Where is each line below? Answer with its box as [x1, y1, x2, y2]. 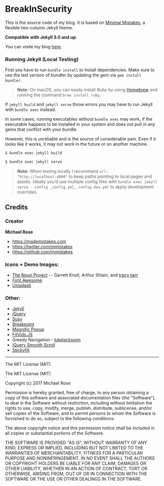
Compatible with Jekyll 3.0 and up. [5, 34, 77, 40]
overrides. [17, 189, 38, 195]
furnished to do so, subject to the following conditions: [5, 416, 115, 422]
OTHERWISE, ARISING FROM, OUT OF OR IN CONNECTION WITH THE [5, 471, 147, 477]
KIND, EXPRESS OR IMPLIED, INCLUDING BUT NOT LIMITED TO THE [5, 445, 143, 451]
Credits [5, 203, 28, 211]
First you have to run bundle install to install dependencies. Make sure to [5, 67, 155, 73]
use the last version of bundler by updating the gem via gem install [5, 72, 142, 78]
